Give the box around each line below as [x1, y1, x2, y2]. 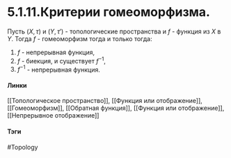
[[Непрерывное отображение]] [7, 111, 99, 120]
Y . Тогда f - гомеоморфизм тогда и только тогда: [7, 34, 152, 42]
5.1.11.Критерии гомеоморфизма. [7, 4, 211, 20]
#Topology [7, 143, 38, 151]
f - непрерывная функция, [17, 48, 95, 56]
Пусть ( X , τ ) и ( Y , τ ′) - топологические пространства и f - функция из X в [7, 27, 221, 35]
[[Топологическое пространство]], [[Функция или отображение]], [7, 97, 203, 105]
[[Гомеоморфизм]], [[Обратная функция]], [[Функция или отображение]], [7, 104, 225, 112]
